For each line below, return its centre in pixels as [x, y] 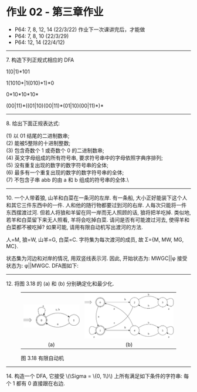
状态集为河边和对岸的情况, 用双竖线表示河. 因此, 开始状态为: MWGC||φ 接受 [97, 258]
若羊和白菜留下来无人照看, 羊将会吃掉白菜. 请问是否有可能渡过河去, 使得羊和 [98, 219]
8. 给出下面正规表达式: [33, 123]
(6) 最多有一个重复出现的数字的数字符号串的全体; [65, 172]
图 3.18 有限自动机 [43, 358]
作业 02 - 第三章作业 [55, 12]
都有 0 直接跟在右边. [41, 383]
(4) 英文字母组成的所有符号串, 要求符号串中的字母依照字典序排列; [84, 158]
